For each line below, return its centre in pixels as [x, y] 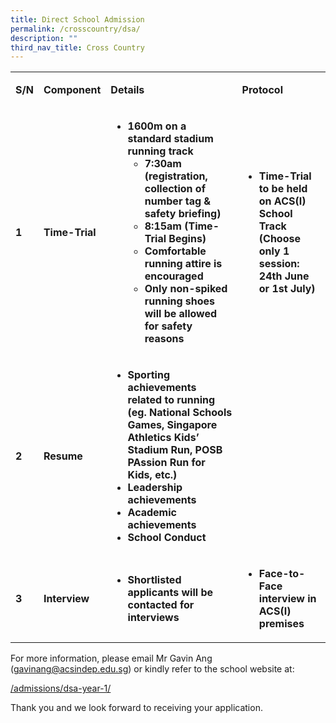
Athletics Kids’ [163, 438]
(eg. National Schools [180, 413]
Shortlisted [154, 580]
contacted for [161, 605]
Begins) [187, 239]
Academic [152, 513]
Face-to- [282, 574]
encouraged [174, 276]
